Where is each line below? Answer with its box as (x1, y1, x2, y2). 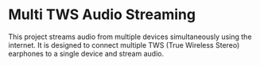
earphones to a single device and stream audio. (8, 49, 165, 58)
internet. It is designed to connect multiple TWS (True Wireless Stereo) (8, 40, 240, 49)
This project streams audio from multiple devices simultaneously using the (8, 32, 252, 41)
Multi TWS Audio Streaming (8, 6, 196, 24)
